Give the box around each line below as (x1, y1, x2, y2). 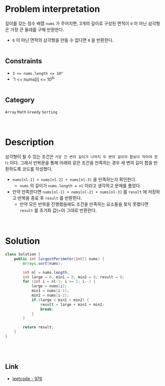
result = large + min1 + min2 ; (40, 302, 105, 307)
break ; (40, 306, 54, 312)
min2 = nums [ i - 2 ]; (31, 293, 69, 298)
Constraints (5, 57, 42, 65)
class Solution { (5, 252, 41, 257)
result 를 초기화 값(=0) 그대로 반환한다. (19, 208, 97, 214)
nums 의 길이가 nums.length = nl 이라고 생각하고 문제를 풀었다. (19, 183, 141, 189)
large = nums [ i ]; (31, 284, 67, 289)
